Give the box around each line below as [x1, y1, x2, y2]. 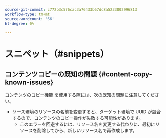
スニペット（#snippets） [5, 48, 109, 60]
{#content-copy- [98, 70, 152, 78]
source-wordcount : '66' [5, 16, 55, 21]
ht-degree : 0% [5, 21, 35, 26]
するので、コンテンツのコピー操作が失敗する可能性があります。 [12, 115, 143, 121]
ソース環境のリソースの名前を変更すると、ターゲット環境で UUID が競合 [12, 109, 161, 115]
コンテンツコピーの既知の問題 [5, 70, 97, 78]
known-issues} [5, 78, 54, 86]
